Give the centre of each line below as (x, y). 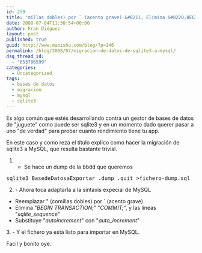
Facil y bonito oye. (29, 243)
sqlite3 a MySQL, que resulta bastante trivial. (62, 149)
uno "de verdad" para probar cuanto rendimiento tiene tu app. (83, 131)
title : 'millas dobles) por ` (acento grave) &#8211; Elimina (86, 17)
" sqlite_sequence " (38, 214)
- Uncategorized (32, 73)
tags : (13, 79)
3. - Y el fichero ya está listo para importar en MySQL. (73, 232)
